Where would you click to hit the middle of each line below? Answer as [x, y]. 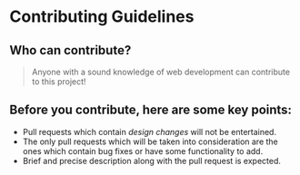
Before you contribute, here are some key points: [151, 110]
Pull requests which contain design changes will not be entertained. [150, 131]
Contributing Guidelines [102, 17]
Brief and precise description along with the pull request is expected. [152, 160]
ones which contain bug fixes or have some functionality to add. [143, 151]
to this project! [59, 82]
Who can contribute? [70, 50]
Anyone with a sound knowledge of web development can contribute [161, 72]
